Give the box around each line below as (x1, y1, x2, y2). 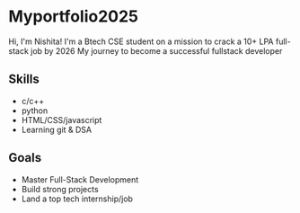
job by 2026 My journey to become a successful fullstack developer (30, 45, 283, 56)
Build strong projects (21, 183, 100, 194)
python (21, 105, 49, 116)
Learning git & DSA (21, 124, 93, 135)
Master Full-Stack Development (21, 173, 139, 185)
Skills (8, 72, 40, 87)
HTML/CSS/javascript (21, 114, 102, 125)
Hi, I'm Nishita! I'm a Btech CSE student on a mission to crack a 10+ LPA (8, 36, 275, 47)
